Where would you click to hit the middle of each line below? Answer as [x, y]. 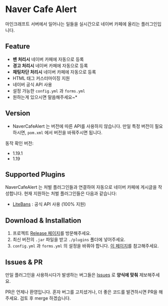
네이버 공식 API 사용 [32, 84]
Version [18, 113]
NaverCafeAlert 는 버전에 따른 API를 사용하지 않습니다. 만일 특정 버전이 [83, 126]
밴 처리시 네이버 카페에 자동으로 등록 [48, 59]
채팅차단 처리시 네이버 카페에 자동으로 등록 [54, 72]
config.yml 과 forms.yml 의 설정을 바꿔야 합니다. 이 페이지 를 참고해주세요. [86, 246]
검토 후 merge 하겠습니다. [45, 298]
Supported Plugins [35, 174]
